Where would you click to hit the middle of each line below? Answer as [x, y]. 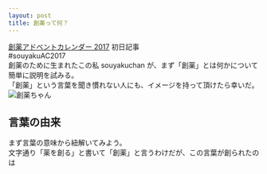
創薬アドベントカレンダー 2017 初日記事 [74, 46]
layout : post [30, 15]
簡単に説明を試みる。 [43, 75]
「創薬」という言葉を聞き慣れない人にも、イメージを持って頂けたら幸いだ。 [133, 85]
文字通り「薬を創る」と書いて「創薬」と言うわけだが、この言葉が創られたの [134, 153]
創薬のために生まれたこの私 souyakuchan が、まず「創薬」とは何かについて [133, 65]
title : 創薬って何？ [39, 23]
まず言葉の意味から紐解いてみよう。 [67, 143]
